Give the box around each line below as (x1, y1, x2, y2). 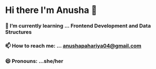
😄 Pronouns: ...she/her (5, 57, 63, 64)
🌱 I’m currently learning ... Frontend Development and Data (5, 22, 151, 29)
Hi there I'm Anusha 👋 (5, 4, 97, 16)
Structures (5, 28, 32, 35)
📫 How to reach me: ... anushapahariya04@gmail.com (5, 42, 141, 49)
